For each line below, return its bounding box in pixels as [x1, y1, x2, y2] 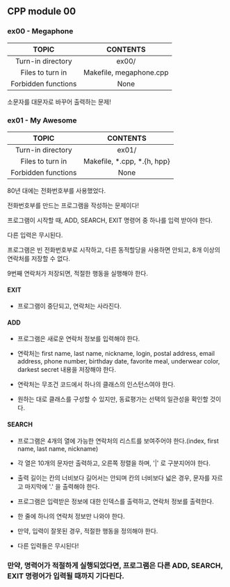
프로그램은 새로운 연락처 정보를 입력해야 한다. [17, 334, 140, 343]
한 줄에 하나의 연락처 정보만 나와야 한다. [17, 512, 125, 520]
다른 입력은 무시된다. [7, 230, 63, 239]
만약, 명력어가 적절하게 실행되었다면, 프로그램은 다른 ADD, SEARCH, [7, 561, 224, 570]
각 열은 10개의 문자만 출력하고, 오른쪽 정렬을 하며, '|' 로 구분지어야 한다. [17, 459, 211, 467]
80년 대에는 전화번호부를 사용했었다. [7, 186, 106, 194]
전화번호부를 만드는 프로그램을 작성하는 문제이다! [7, 201, 140, 210]
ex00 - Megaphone [7, 26, 74, 36]
